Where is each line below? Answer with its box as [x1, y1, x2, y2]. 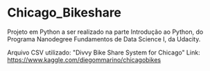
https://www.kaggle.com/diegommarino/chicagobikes [7, 55, 161, 63]
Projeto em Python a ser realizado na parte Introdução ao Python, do [7, 28, 204, 36]
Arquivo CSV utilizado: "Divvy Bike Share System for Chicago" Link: [7, 48, 200, 57]
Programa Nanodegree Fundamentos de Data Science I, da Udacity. [7, 34, 201, 43]
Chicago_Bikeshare [7, 5, 122, 21]
